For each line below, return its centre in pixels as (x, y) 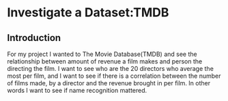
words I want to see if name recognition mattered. (77, 90)
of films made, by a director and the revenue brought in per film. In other (109, 83)
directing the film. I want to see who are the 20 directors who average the (110, 69)
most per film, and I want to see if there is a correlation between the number (114, 76)
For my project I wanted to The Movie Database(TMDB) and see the (102, 54)
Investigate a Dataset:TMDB (88, 13)
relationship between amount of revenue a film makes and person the (105, 61)
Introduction (34, 38)
